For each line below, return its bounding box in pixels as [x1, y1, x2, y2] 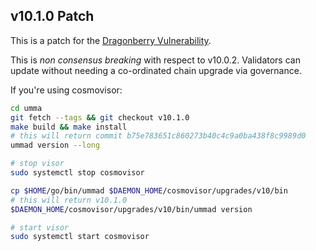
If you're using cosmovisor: [10, 84, 123, 96]
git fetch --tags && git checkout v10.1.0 [10, 112, 190, 123]
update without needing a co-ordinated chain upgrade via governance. [10, 64, 302, 76]
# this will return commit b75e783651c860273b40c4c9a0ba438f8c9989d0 [10, 131, 307, 141]
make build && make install [10, 122, 128, 132]
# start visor [10, 222, 70, 233]
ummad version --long [10, 140, 101, 151]
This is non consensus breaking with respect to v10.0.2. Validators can [10, 54, 301, 66]
